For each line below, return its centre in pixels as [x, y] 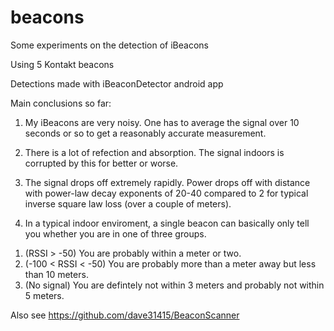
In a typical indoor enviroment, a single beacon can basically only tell [167, 223]
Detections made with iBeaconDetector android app [117, 83]
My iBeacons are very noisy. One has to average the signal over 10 [162, 122]
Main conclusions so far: [61, 103]
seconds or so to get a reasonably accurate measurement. [145, 133]
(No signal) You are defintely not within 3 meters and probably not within [174, 285]
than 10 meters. [56, 274]
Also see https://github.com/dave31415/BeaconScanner [125, 315]
